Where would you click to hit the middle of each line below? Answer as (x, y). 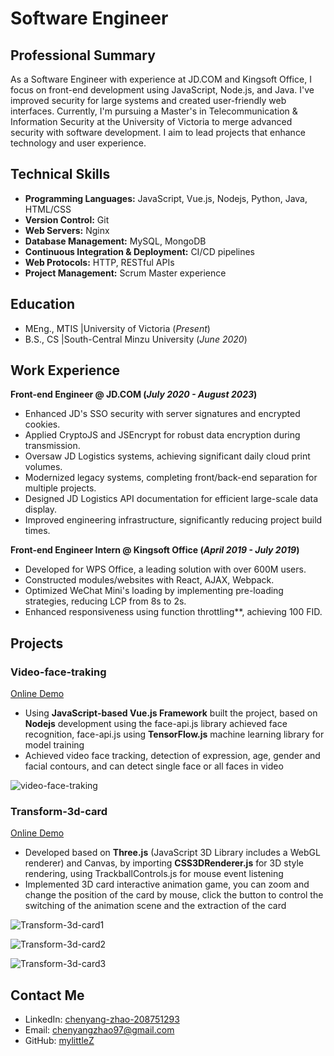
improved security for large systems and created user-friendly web (148, 100)
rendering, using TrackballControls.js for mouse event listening (154, 874)
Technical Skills (60, 174)
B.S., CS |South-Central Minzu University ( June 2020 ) (136, 339)
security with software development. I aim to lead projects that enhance (158, 132)
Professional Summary (83, 55)
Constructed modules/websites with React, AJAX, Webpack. (149, 580)
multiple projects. (60, 488)
